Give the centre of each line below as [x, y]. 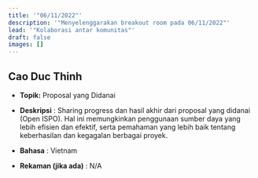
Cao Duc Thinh [45, 76]
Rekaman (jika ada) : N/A [61, 165]
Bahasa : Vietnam [48, 151]
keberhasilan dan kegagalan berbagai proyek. [94, 135]
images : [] [26, 45]
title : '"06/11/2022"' [45, 15]
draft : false [29, 37]
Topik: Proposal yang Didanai [67, 95]
